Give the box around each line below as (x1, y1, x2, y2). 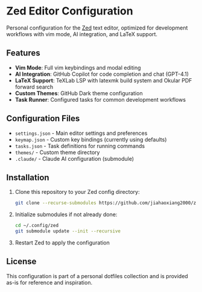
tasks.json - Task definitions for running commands (14, 142, 145, 149)
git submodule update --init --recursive (14, 228, 121, 234)
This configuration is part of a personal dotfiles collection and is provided (6, 272, 188, 279)
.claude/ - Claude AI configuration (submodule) (14, 155, 134, 162)
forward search (14, 83, 54, 90)
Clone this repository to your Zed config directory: (14, 188, 140, 196)
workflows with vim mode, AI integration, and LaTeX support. (6, 30, 158, 37)
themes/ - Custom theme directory (14, 149, 100, 156)
